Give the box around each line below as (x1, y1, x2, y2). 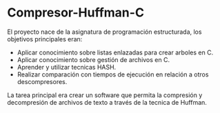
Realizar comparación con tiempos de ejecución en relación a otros (17, 70, 209, 79)
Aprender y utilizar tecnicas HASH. (17, 63, 117, 71)
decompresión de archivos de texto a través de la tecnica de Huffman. (7, 98, 207, 106)
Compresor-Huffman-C (7, 5, 145, 21)
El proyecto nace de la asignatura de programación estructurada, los (7, 28, 202, 36)
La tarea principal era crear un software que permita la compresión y (7, 91, 203, 99)
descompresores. (17, 77, 68, 85)
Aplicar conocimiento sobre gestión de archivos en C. (17, 55, 170, 63)
